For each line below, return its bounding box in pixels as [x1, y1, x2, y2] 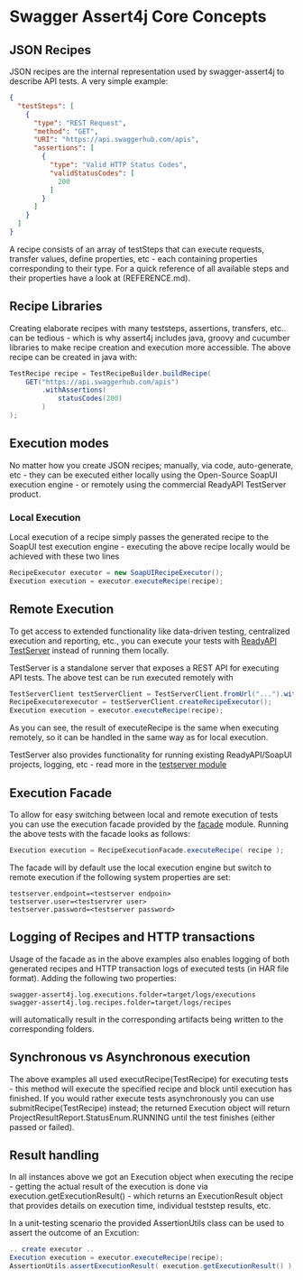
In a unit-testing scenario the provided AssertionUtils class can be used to [9, 1218, 285, 1229]
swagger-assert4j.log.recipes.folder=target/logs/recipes [9, 997, 232, 1007]
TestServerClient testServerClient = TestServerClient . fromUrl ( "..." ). [9, 689, 284, 699]
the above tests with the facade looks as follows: [9, 829, 191, 839]
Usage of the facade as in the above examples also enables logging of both [9, 953, 290, 964]
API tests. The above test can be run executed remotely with [9, 672, 234, 682]
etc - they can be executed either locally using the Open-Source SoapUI [9, 469, 278, 480]
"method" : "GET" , [32, 126, 99, 136]
